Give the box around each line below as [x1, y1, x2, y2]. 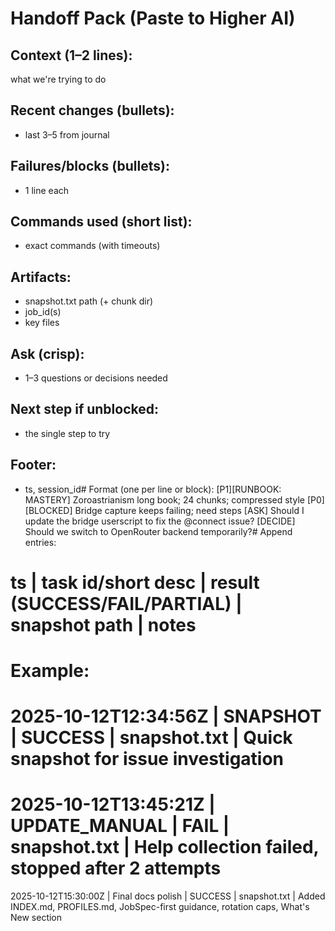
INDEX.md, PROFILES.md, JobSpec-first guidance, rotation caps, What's [10, 901, 310, 913]
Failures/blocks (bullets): [10, 158, 170, 175]
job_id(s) [24, 306, 62, 318]
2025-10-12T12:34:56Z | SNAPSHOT [10, 705, 322, 728]
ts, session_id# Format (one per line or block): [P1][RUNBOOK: [24, 483, 282, 495]
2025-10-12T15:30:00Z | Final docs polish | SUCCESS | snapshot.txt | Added [10, 890, 326, 902]
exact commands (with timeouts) [24, 240, 161, 252]
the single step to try [24, 427, 111, 439]
